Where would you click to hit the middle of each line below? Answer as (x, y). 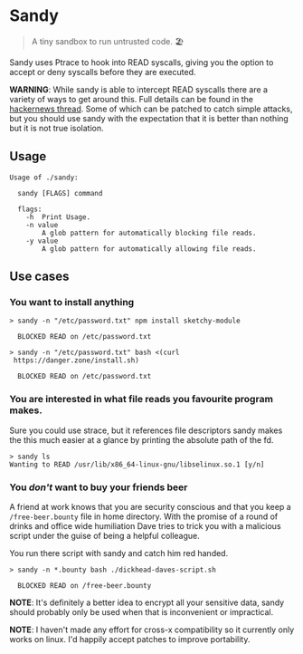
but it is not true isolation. (57, 128)
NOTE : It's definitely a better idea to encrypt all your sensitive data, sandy (147, 602)
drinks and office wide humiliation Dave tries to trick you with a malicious (146, 526)
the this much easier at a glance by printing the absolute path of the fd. (142, 439)
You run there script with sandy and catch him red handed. (119, 553)
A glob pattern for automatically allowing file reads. (149, 249)
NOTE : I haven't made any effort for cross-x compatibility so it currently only (152, 630)
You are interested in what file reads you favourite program (142, 399)
